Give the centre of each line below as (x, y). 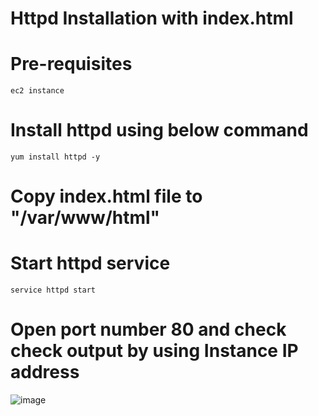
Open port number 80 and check (148, 329)
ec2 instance (37, 91)
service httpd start (53, 290)
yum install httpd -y (55, 157)
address (45, 372)
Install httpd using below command (159, 130)
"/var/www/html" (85, 218)
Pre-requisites (71, 64)
